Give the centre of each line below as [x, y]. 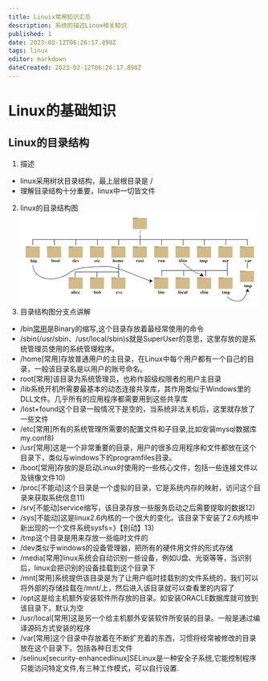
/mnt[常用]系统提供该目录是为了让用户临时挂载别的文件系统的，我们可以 [139, 578]
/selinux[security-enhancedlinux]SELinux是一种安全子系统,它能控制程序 [138, 659]
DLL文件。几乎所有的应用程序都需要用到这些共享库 [104, 399]
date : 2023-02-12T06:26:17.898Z [62, 43]
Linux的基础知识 [62, 111]
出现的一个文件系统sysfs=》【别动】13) [91, 528]
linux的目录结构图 [49, 208]
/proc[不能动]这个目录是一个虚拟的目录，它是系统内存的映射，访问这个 [137, 488]
